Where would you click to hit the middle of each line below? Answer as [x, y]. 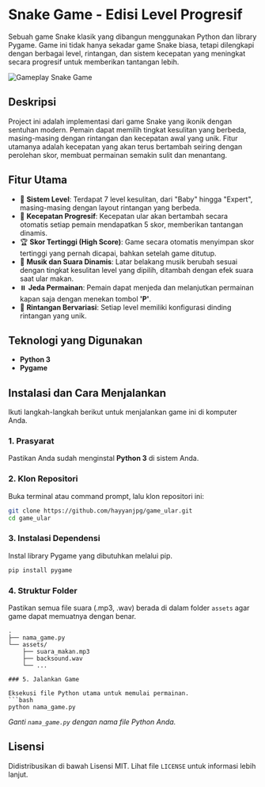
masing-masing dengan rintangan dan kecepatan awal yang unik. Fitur [123, 138]
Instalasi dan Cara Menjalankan [87, 393]
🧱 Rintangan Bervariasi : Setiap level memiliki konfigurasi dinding [125, 307]
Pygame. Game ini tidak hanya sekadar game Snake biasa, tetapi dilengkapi [131, 44]
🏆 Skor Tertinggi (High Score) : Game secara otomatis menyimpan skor [137, 242]
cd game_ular [30, 518]
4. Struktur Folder [43, 590]
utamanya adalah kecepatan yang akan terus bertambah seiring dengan [125, 146]
